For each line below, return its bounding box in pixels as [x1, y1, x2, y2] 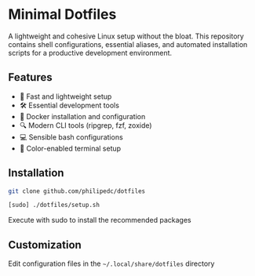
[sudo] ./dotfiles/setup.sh [8, 202, 100, 209]
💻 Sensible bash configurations [19, 132, 123, 142]
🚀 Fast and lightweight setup [19, 92, 112, 101]
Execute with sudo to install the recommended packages [8, 216, 192, 225]
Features [8, 71, 53, 84]
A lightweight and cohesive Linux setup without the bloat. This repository [8, 31, 245, 41]
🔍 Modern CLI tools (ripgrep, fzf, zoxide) [19, 120, 152, 130]
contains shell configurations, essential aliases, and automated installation [8, 39, 248, 49]
